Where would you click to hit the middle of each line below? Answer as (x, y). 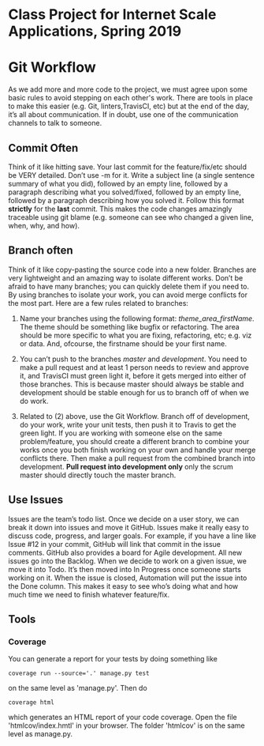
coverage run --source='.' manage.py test (79, 673)
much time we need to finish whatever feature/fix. (89, 594)
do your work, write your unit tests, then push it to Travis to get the (128, 424)
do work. (34, 401)
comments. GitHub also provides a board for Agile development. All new (125, 552)
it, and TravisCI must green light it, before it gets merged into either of (133, 375)
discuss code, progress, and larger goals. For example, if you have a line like (132, 536)
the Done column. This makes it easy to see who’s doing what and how (123, 586)
